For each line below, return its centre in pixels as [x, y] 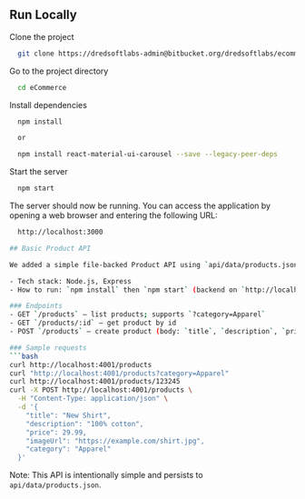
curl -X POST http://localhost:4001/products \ [101, 390]
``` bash [24, 356]
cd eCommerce [42, 87]
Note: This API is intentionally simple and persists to [106, 475]
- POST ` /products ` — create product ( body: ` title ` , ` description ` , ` [148, 332]
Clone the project [42, 36]
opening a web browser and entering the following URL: [113, 215]
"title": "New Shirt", [69, 415]
